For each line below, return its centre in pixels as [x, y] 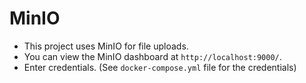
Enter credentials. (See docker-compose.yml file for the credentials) [160, 67]
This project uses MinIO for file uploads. [106, 46]
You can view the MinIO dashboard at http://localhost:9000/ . [152, 56]
